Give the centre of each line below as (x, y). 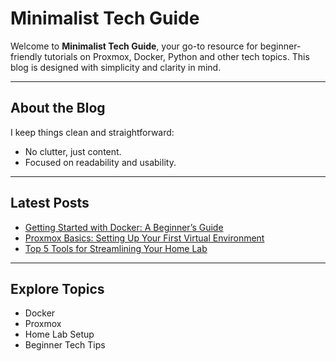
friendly (26, 56)
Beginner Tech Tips (65, 345)
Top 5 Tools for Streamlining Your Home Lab (116, 248)
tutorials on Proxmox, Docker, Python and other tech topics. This (177, 56)
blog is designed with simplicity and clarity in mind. (116, 67)
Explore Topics (57, 288)
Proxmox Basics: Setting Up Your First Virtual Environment (144, 238)
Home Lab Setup (59, 334)
